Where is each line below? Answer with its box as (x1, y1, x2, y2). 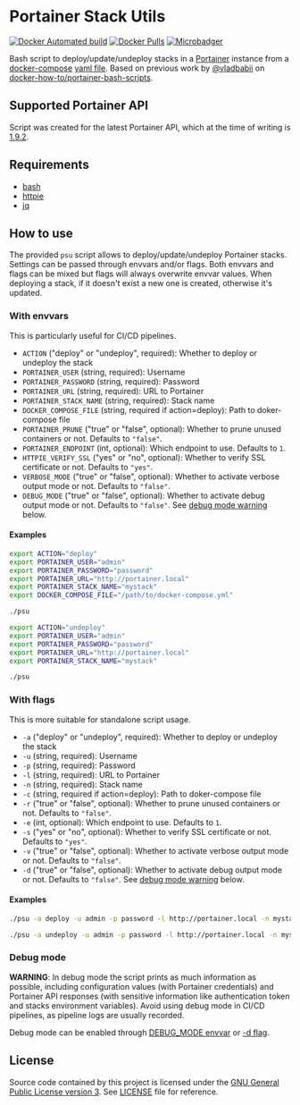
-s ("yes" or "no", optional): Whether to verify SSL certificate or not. (21, 826, 272, 837)
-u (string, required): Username (21, 750, 138, 761)
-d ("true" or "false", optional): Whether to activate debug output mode (21, 865, 283, 875)
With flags (9, 694, 55, 706)
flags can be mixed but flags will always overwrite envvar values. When (9, 268, 272, 279)
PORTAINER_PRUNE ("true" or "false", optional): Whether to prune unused (21, 423, 281, 434)
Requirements (9, 157, 89, 173)
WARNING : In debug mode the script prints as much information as (9, 972, 257, 983)
